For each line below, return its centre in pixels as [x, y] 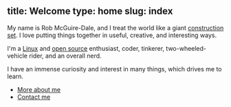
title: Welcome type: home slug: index [90, 11]
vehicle [17, 56]
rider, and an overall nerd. [65, 56]
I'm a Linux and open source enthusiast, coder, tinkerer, [86, 48]
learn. [15, 76]
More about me [39, 89]
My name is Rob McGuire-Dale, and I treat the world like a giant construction [115, 27]
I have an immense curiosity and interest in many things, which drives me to [114, 69]
